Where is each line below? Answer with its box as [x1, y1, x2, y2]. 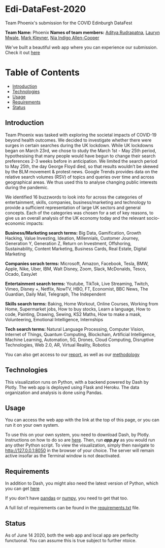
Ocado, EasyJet [5, 271, 37, 277]
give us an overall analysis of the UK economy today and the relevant [5, 215, 146, 221]
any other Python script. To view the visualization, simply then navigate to [5, 442, 155, 448]
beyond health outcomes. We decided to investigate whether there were [5, 137, 152, 143]
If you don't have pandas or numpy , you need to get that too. [5, 495, 129, 501]
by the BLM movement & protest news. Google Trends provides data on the [5, 168, 158, 174]
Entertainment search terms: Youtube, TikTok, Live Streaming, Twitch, [5, 281, 149, 287]
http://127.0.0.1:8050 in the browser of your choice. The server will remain [5, 448, 154, 453]
